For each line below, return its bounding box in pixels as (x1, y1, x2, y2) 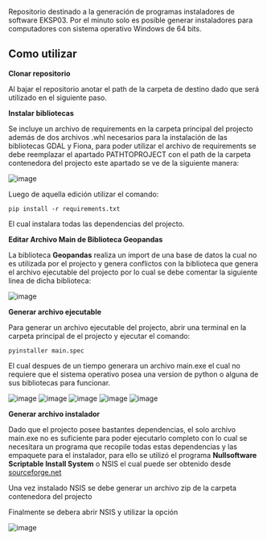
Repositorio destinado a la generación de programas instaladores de (8, 7, 235, 16)
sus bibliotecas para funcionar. (8, 377, 111, 387)
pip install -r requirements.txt (8, 204, 121, 212)
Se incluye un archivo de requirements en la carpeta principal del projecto (8, 124, 253, 134)
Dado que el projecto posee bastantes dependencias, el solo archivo (8, 424, 236, 434)
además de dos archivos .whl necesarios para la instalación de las (8, 132, 228, 142)
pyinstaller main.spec (8, 346, 84, 355)
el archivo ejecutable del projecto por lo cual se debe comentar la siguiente (8, 267, 258, 277)
